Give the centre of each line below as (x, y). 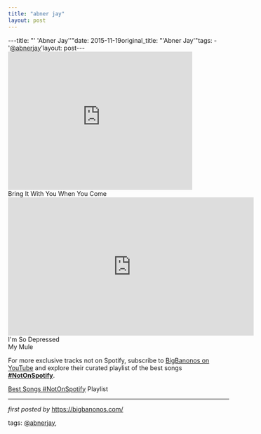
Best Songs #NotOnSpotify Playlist (58, 389)
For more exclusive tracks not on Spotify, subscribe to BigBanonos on (109, 360)
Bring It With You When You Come (58, 193)
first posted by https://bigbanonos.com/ (66, 409)
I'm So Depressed (34, 339)
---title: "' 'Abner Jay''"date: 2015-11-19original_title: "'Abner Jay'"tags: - (113, 40)
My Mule (21, 347)
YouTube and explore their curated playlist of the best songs (95, 368)
